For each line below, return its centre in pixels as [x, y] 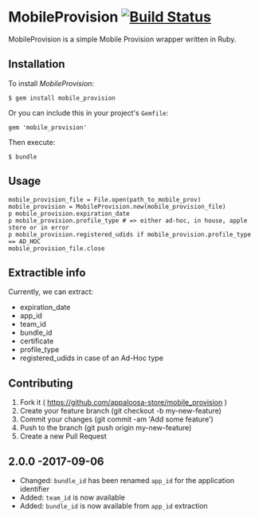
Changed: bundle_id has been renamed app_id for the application [127, 481]
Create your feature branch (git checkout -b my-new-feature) [120, 411]
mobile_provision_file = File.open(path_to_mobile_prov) [105, 199]
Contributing [41, 383]
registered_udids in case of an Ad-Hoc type [91, 358]
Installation [37, 64]
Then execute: [32, 142]
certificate [37, 341]
